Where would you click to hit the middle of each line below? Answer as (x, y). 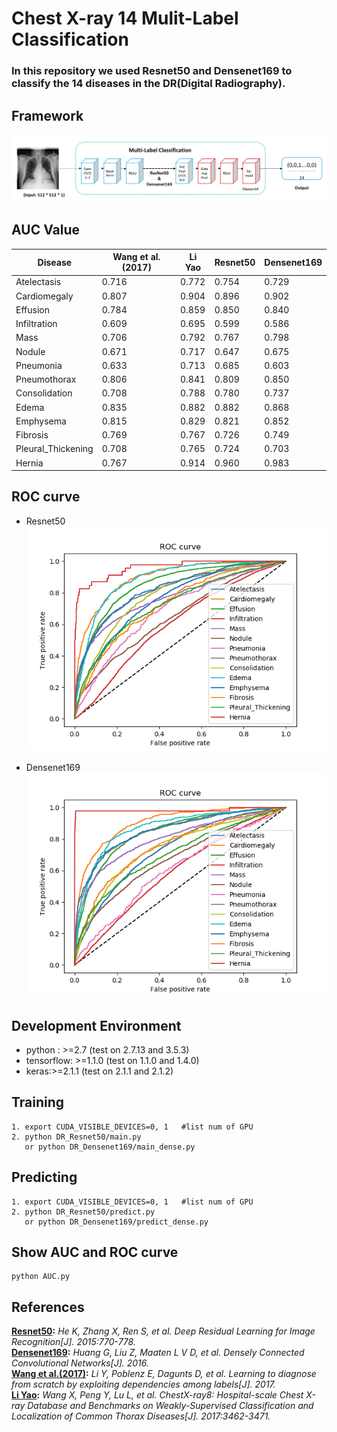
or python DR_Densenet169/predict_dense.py (116, 1222)
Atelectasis (38, 282)
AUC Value (46, 230)
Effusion (32, 309)
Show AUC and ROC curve (95, 1252)
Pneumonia (39, 365)
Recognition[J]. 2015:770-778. (73, 1342)
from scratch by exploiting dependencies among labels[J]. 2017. (143, 1384)
